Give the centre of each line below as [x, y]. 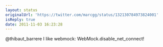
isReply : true [20, 19]
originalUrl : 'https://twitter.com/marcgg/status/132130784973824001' [82, 15]
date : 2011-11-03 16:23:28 [34, 24]
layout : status [21, 10]
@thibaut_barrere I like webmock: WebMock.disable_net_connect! [75, 39]
